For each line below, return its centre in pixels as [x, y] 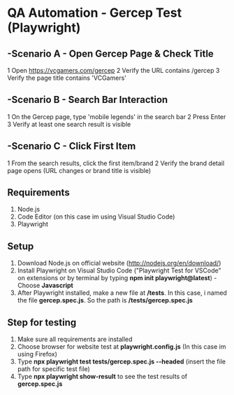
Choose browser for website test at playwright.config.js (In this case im [122, 347]
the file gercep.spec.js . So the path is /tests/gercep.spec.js [105, 300]
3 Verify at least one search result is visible [69, 124]
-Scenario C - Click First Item [72, 146]
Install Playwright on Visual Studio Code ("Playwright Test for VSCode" [119, 270]
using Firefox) [37, 354]
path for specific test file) [54, 369]
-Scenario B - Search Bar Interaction [88, 100]
